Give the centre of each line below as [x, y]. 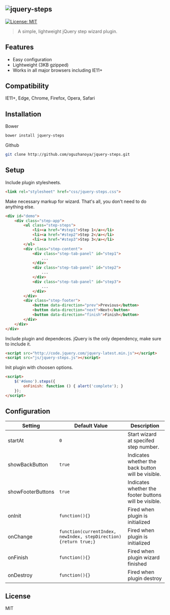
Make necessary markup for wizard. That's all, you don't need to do [76, 201]
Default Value [91, 425]
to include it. [18, 344]
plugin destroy [145, 578]
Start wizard [142, 434]
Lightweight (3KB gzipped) [40, 65]
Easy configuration [32, 59]
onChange [20, 537]
